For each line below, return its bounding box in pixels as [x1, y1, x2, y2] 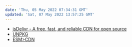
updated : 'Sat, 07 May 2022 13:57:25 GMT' [5, 12, 95, 17]
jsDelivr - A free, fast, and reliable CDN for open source [12, 25, 127, 31]
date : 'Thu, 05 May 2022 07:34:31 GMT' [5, 7, 88, 12]
